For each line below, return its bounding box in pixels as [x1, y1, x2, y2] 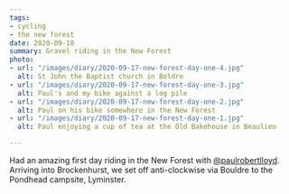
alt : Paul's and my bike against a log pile [17, 88, 188, 97]
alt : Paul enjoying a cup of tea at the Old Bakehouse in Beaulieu [17, 123, 277, 132]
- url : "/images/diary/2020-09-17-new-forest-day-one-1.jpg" [9, 114, 245, 123]
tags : [9, 13, 30, 23]
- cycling [9, 22, 47, 31]
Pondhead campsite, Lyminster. [9, 174, 126, 185]
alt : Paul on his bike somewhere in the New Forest [17, 106, 217, 115]
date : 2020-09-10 [9, 38, 75, 48]
